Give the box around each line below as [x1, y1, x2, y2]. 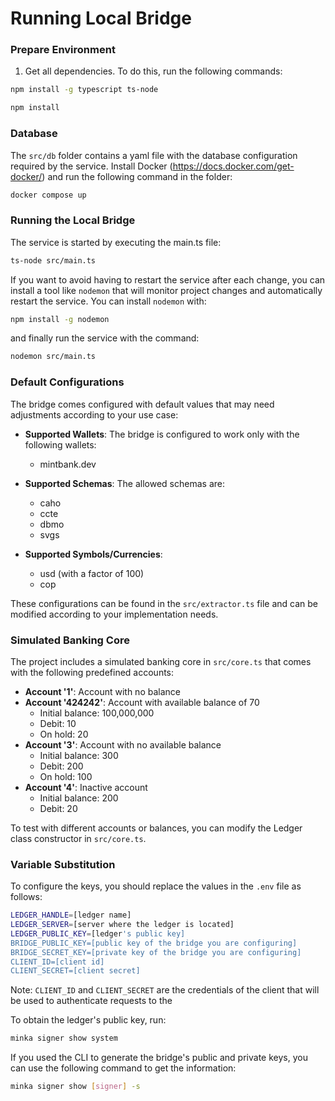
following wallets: [24, 438, 97, 451]
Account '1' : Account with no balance [24, 685, 181, 697]
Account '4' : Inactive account [24, 781, 148, 793]
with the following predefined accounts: [10, 666, 175, 678]
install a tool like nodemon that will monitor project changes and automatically [10, 284, 323, 296]
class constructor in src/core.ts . [10, 832, 147, 844]
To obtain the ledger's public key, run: [10, 1014, 167, 1026]
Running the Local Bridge [10, 213, 136, 227]
